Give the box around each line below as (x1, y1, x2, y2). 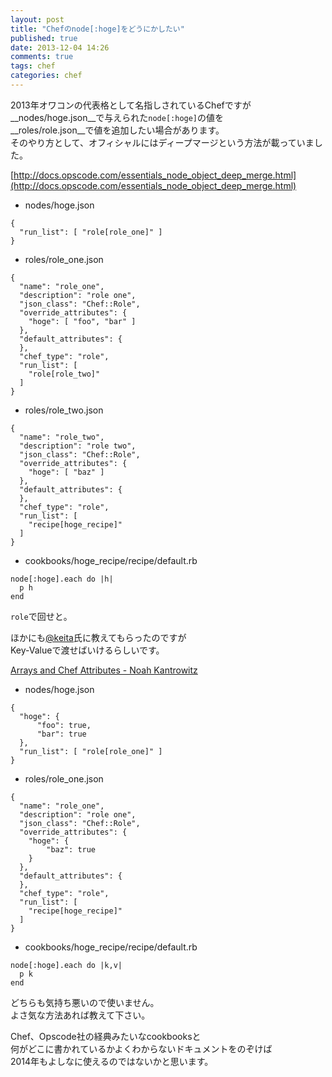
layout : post (10, 14, 65, 25)
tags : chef (10, 61, 56, 71)
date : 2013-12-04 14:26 (10, 42, 110, 53)
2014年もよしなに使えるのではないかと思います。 (10, 1055, 214, 1067)
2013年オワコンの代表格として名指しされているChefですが (10, 99, 252, 111)
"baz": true (46, 844, 97, 855)
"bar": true (36, 729, 87, 739)
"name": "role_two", (19, 432, 105, 442)
